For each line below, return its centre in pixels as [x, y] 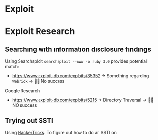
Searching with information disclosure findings [78, 49]
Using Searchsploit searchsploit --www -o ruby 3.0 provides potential [76, 61]
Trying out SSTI [29, 121]
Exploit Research [40, 32]
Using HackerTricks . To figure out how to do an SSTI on [61, 132]
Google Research [22, 91]
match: [12, 67]
